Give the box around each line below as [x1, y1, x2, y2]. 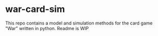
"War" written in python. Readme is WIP [5, 25, 89, 31]
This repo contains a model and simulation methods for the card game [5, 20, 153, 26]
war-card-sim [5, 3, 65, 15]
